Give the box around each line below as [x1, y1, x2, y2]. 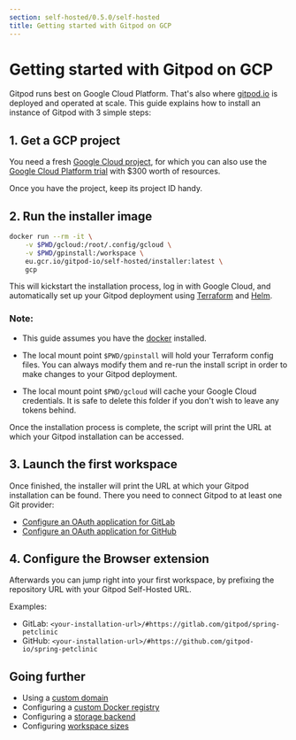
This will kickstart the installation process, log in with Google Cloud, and [9, 281, 271, 292]
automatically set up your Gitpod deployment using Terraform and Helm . [9, 290, 273, 301]
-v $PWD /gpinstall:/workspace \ [25, 249, 144, 258]
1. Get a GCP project [9, 133, 121, 148]
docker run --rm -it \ [9, 232, 93, 242]
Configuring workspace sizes [21, 721, 130, 731]
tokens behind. [21, 405, 77, 415]
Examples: [9, 601, 47, 612]
